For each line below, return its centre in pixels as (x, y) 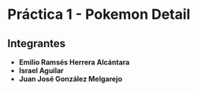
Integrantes (37, 44)
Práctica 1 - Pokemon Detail (99, 15)
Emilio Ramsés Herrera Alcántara (74, 62)
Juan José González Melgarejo (71, 79)
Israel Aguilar (41, 71)
